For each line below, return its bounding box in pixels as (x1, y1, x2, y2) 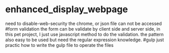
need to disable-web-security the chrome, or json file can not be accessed (5, 20, 162, 26)
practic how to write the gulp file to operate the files (5, 42, 114, 48)
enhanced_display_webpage (5, 4, 128, 15)
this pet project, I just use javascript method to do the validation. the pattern (5, 31, 164, 37)
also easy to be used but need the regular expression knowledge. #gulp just (5, 37, 164, 43)
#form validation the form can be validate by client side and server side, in (5, 25, 161, 32)
